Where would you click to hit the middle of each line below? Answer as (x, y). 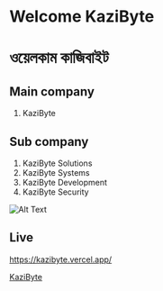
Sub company (49, 141)
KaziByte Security (55, 192)
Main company (52, 91)
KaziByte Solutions (57, 163)
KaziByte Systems (56, 173)
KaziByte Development (65, 182)
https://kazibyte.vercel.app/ (61, 259)
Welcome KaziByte (82, 17)
